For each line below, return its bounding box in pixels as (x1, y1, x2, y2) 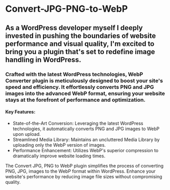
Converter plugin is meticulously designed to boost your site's (5, 77, 163, 84)
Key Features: (5, 109, 36, 115)
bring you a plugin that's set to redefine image (5, 47, 155, 56)
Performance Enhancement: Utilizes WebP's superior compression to (12, 147, 159, 153)
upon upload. (12, 131, 41, 137)
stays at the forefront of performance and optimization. (5, 96, 145, 103)
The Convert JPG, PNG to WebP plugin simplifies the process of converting (5, 162, 164, 169)
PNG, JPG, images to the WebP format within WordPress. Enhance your (5, 168, 156, 174)
